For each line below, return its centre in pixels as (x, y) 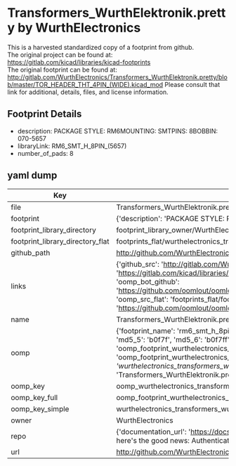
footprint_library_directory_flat (60, 241)
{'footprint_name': (145, 331)
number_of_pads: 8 (45, 153)
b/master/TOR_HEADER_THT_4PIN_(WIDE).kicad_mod (85, 84)
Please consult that (192, 84)
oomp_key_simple (40, 408)
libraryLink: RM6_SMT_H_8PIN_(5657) (72, 146)
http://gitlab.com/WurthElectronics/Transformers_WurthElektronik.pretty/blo (118, 77)
